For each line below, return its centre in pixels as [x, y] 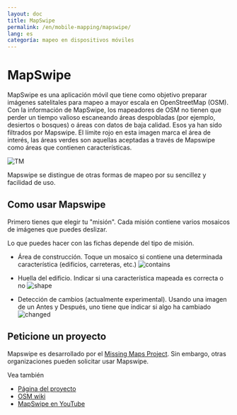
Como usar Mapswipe [57, 205]
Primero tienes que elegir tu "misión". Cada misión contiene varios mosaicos [118, 222]
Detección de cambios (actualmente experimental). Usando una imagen [122, 299]
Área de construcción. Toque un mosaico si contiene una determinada [120, 256]
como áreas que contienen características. [70, 148]
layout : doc [25, 14]
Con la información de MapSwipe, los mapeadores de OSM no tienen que [114, 110]
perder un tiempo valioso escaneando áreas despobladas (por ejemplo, [111, 118]
